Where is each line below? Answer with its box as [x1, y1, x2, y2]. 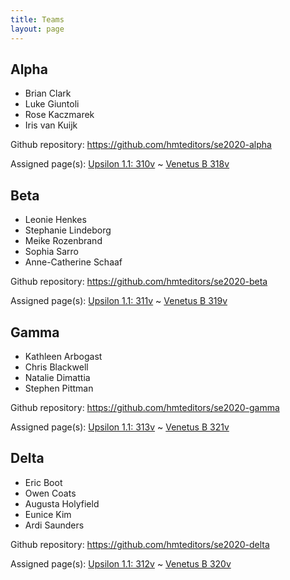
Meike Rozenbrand [24, 235, 103, 247]
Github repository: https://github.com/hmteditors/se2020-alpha [10, 139, 272, 151]
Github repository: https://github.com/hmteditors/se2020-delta [10, 538, 270, 550]
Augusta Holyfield [24, 497, 100, 510]
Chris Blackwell [24, 361, 89, 373]
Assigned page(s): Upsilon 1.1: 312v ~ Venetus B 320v [10, 557, 232, 570]
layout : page [10, 24, 65, 34]
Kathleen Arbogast [24, 350, 103, 362]
